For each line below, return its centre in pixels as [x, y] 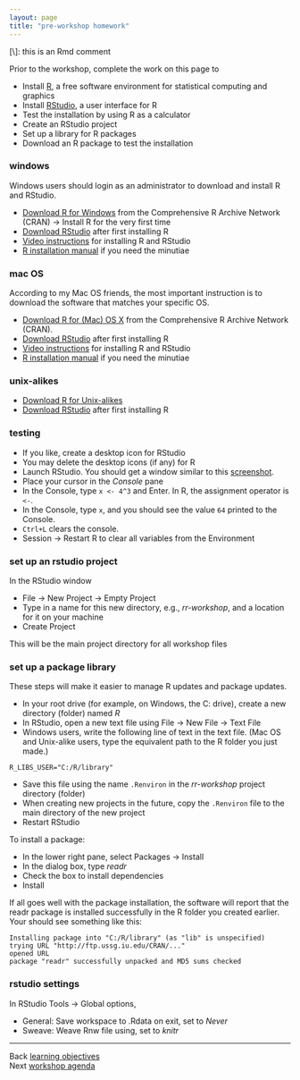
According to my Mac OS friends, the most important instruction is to [136, 293]
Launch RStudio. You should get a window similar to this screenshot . [148, 471]
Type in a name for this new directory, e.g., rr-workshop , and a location [153, 607]
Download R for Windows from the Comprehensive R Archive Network [151, 212]
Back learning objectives [54, 1056]
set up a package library [62, 667]
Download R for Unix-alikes [72, 401]
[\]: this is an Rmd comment [60, 51]
